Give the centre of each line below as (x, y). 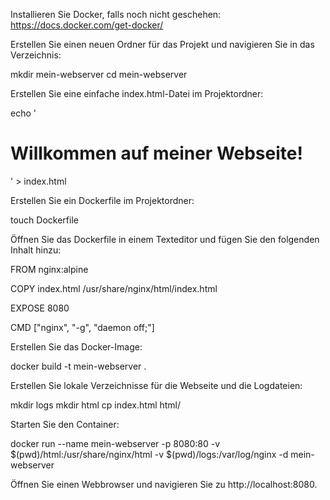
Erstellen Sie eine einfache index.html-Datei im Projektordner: (137, 93)
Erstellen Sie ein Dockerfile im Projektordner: (102, 200)
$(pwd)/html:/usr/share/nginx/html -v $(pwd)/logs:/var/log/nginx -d (149, 454)
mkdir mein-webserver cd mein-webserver (99, 74)
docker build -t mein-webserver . (78, 366)
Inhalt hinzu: (36, 250)
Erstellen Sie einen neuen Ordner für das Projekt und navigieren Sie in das (162, 44)
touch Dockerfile (44, 220)
